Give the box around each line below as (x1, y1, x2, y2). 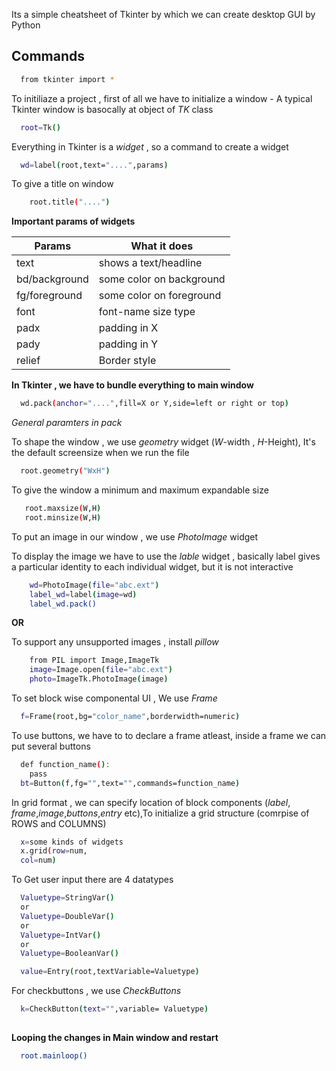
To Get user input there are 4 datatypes (11, 874, 174, 886)
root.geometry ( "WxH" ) (20, 466, 111, 476)
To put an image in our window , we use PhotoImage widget (11, 530, 259, 543)
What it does (130, 239, 194, 253)
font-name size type (98, 305, 196, 319)
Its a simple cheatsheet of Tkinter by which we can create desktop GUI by (11, 9, 316, 20)
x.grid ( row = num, (20, 846, 88, 856)
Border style (98, 354, 157, 368)
